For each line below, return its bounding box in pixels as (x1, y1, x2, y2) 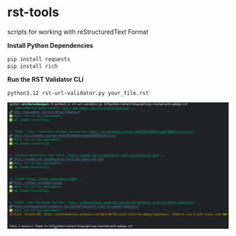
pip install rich (7, 63, 58, 70)
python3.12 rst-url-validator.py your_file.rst (7, 89, 150, 97)
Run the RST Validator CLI (7, 75, 84, 83)
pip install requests (7, 56, 71, 63)
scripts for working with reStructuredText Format (7, 27, 149, 36)
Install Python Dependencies (7, 41, 93, 49)
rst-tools (7, 4, 60, 20)
